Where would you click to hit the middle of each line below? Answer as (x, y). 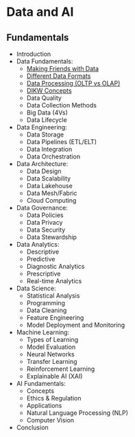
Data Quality (44, 98)
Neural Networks (50, 354)
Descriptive (43, 252)
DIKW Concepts (49, 91)
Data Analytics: (38, 244)
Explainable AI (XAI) (54, 376)
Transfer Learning (52, 362)
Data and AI (40, 12)
